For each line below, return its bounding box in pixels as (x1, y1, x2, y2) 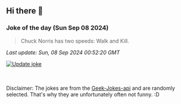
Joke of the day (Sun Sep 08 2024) (6, 24, 109, 32)
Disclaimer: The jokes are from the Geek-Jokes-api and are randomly (6, 84, 175, 92)
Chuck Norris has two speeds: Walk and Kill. (20, 37, 129, 45)
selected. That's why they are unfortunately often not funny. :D (6, 90, 160, 98)
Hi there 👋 (6, 6, 43, 16)
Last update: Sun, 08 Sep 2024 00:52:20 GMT (6, 49, 120, 56)
